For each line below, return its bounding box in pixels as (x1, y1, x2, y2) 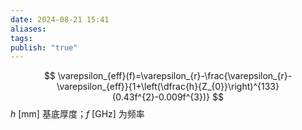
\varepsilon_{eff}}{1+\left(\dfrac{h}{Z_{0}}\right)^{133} (56, 81, 280, 93)
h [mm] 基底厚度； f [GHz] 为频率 (10, 108, 145, 120)
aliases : (10, 24, 47, 34)
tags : (10, 33, 33, 43)
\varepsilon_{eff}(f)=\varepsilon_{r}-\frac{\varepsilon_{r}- (57, 70, 293, 82)
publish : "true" (10, 42, 78, 53)
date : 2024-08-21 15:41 (10, 14, 110, 25)
